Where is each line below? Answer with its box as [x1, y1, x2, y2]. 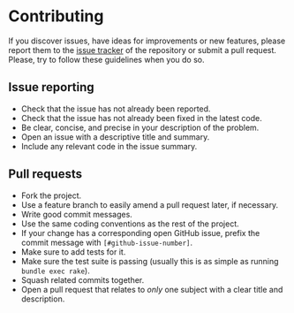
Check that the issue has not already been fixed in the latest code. [20, 112, 262, 123]
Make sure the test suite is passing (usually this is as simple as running [20, 256, 279, 266]
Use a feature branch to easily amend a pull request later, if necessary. [20, 199, 279, 210]
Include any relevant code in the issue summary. [20, 141, 198, 151]
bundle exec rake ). [20, 265, 90, 276]
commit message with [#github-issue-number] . [20, 237, 193, 248]
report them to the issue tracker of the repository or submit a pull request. [8, 44, 277, 55]
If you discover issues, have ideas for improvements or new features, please [8, 35, 286, 46]
